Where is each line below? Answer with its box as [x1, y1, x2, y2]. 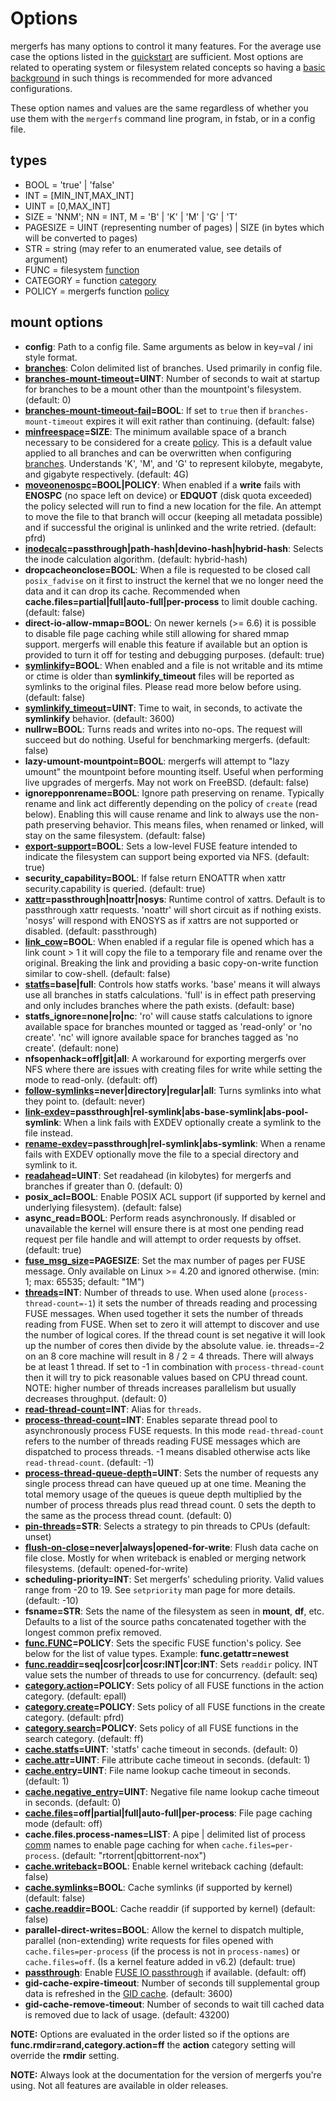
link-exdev [24, 1105, 70, 1117]
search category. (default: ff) [24, 1732, 144, 1744]
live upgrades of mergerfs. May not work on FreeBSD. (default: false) [24, 776, 310, 788]
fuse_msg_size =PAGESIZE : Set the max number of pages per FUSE [24, 1254, 306, 1266]
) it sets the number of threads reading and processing [92, 1297, 318, 1309]
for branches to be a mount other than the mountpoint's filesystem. [24, 383, 302, 395]
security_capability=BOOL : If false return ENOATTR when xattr [24, 872, 287, 884]
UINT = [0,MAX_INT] [24, 200, 111, 212]
